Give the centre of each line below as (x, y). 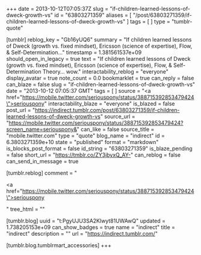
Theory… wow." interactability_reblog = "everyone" (105, 71)
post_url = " (21, 110)
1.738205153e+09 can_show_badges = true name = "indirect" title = (91, 227)
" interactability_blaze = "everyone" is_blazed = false (110, 104)
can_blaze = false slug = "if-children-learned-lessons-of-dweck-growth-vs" (101, 84)
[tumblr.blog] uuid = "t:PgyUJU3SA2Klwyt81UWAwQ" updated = (86, 221)
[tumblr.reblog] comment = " (42, 173)
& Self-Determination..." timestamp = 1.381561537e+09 (74, 52)
